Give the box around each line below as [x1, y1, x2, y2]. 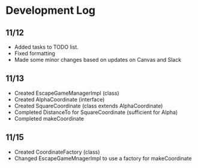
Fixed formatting [14, 50, 55, 57]
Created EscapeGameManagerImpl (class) [14, 89, 119, 97]
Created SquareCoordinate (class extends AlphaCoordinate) [14, 102, 163, 109]
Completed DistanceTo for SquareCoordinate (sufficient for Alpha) [14, 109, 178, 116]
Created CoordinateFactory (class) [14, 148, 100, 155]
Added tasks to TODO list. [14, 43, 79, 50]
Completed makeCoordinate [14, 115, 85, 122]
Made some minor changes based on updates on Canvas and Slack [14, 56, 181, 63]
